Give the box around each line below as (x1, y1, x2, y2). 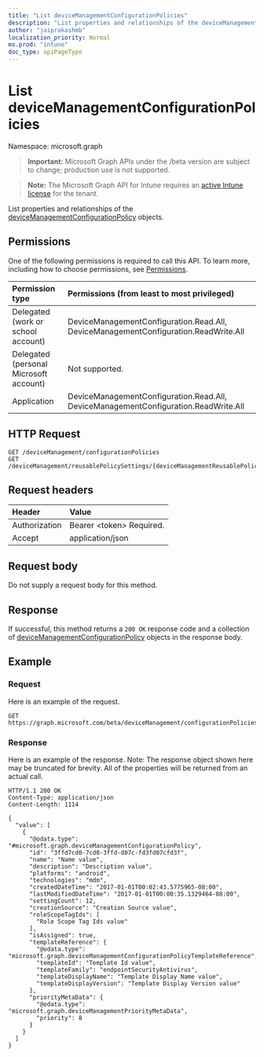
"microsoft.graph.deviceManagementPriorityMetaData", (8, 1007, 189, 1015)
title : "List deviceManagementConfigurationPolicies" (8, 11, 189, 20)
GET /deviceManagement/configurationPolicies (8, 448, 159, 456)
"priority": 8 (36, 1014, 82, 1022)
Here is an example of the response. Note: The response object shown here (8, 755, 254, 764)
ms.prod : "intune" (8, 41, 68, 49)
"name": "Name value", (28, 856, 104, 863)
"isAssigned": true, (28, 931, 97, 939)
